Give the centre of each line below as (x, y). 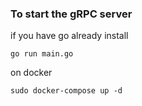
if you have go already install (69, 36)
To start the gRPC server (71, 14)
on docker (31, 73)
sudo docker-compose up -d (66, 91)
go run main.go (42, 54)
